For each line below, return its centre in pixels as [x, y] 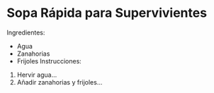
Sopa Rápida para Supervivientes [107, 13]
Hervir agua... [37, 75]
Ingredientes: [26, 32]
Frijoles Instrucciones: [49, 61]
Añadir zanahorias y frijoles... [60, 82]
